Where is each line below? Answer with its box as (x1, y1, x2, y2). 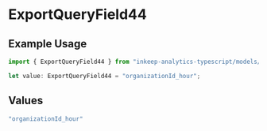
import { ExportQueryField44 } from (8, 58, 130, 65)
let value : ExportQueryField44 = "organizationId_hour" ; (8, 72, 201, 80)
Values (8, 94, 44, 107)
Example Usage (8, 37, 87, 51)
